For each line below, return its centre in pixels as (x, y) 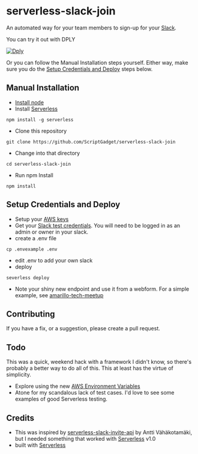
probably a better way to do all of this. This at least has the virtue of (90, 368)
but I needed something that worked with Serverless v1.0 (85, 439)
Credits (20, 418)
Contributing (31, 314)
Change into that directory (47, 153)
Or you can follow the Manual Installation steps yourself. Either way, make (97, 62)
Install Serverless (36, 109)
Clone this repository (41, 131)
